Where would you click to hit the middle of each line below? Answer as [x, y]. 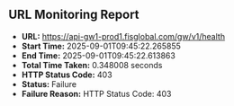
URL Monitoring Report [74, 15]
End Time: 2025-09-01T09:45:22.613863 [99, 55]
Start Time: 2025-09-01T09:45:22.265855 [101, 46]
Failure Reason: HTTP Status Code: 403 [96, 93]
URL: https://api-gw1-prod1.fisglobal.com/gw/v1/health [123, 36]
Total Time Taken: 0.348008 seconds [92, 65]
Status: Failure [49, 84]
